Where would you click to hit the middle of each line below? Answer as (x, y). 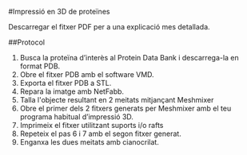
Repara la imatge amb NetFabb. (72, 91)
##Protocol (27, 42)
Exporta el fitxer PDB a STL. (66, 83)
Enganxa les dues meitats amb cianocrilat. (90, 142)
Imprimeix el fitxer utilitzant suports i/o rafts (92, 125)
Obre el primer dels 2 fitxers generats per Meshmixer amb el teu (125, 108)
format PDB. (40, 66)
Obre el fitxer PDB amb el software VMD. (87, 74)
